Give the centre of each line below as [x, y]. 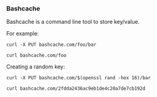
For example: [23, 34]
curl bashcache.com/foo [37, 56]
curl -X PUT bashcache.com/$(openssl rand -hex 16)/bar [78, 78]
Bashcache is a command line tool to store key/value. [73, 22]
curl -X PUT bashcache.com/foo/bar [51, 45]
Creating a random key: [36, 67]
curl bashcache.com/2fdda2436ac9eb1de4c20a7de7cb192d [76, 89]
